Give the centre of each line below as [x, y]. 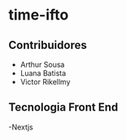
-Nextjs [21, 127]
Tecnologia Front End [63, 107]
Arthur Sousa [42, 64]
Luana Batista [43, 73]
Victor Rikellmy [45, 82]
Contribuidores [48, 45]
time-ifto [39, 15]
